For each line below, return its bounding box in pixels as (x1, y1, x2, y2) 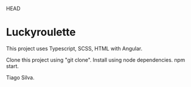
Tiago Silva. (6, 73, 35, 81)
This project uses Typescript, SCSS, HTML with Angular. (6, 45, 143, 52)
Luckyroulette (6, 26, 76, 39)
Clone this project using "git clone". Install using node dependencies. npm (6, 56, 185, 63)
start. (6, 62, 19, 69)
